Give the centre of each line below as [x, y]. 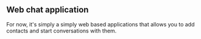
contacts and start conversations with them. [62, 31]
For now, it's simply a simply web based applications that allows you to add [100, 24]
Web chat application [48, 10]
